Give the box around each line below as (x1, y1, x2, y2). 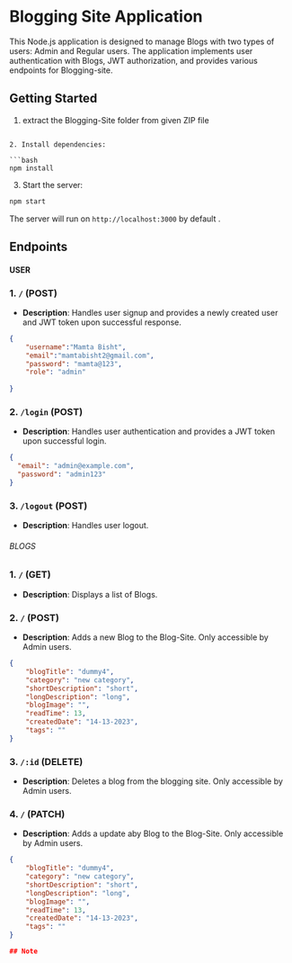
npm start (9, 196, 47, 206)
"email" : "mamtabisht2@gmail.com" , (25, 351, 155, 360)
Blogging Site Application (9, 6, 204, 27)
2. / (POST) (9, 611, 60, 624)
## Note (9, 947, 39, 956)
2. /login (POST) (9, 405, 84, 418)
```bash (9, 156, 39, 165)
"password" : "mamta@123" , (25, 359, 123, 368)
